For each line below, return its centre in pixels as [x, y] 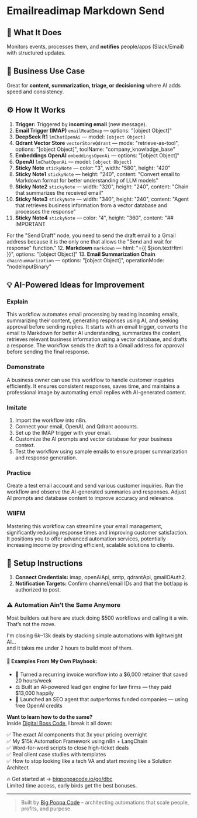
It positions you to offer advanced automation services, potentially [86, 539]
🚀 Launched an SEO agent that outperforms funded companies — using [101, 699]
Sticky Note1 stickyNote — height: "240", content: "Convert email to [97, 174]
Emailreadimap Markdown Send [86, 11]
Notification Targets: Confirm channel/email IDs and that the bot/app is [101, 584]
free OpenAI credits [39, 705]
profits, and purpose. [46, 809]
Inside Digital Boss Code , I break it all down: [60, 723]
